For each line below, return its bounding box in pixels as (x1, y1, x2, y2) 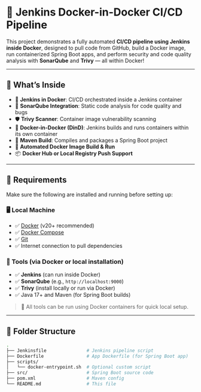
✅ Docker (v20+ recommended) (14, 221, 95, 229)
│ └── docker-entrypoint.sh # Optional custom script (6, 364, 151, 370)
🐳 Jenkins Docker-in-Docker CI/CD (6, 5, 183, 19)
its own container (14, 130, 58, 137)
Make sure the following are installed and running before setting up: (6, 191, 173, 198)
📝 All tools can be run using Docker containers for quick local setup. (20, 303, 188, 311)
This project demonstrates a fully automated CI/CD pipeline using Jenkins (6, 38, 190, 45)
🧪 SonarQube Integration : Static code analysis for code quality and (14, 102, 182, 110)
